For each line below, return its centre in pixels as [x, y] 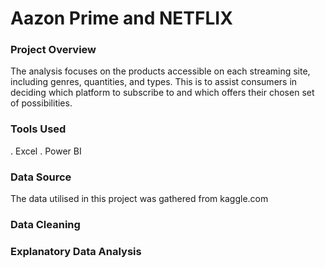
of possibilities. [41, 103]
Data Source [41, 177]
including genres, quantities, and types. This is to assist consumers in [154, 82]
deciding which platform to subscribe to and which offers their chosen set [162, 93]
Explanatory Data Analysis [76, 251]
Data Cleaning [45, 224]
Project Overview [53, 50]
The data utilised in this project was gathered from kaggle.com [139, 199]
